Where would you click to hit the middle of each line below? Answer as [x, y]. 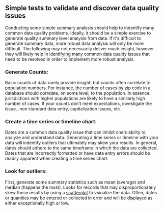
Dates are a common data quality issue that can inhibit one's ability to [75, 132]
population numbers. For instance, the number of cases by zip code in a [78, 88]
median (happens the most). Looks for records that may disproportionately [81, 187]
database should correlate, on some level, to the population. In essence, [78, 93]
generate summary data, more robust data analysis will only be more [74, 43]
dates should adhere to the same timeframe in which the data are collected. [82, 148]
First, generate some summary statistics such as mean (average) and [75, 182]
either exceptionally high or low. [37, 203]
